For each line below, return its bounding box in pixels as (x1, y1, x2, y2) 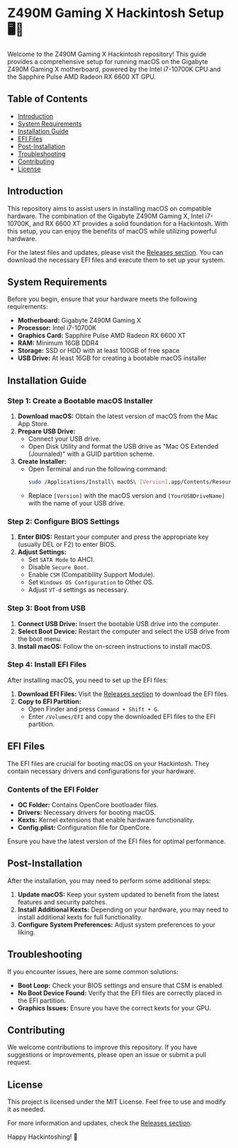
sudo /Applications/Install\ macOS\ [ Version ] (28, 479, 169, 486)
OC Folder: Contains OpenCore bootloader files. (17, 800, 159, 809)
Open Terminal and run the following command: (28, 465, 168, 474)
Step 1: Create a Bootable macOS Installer (7, 395, 154, 405)
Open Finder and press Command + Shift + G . (28, 704, 159, 713)
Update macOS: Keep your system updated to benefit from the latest (17, 890, 220, 899)
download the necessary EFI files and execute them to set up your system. (7, 256, 225, 264)
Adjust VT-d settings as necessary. (28, 586, 129, 594)
